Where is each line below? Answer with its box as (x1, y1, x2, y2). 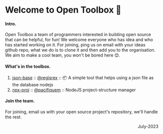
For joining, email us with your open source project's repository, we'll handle (5, 109, 158, 115)
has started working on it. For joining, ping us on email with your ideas (5, 42, 146, 48)
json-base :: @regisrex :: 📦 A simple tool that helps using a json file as (12, 75, 154, 80)
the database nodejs (12, 81, 54, 87)
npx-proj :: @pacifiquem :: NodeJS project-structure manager (12, 87, 136, 93)
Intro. (5, 20, 17, 26)
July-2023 (138, 123, 159, 129)
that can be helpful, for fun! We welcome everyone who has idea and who (5, 37, 153, 43)
